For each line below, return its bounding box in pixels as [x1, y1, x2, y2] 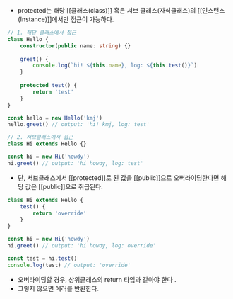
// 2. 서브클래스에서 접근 [7, 134, 73, 141]
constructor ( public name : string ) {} [20, 42, 131, 50]
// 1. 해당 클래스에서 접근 [7, 29, 76, 36]
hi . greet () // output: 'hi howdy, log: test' [7, 159, 143, 167]
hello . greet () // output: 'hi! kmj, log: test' [7, 121, 150, 128]
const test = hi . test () [7, 254, 78, 262]
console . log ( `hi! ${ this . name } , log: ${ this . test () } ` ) [32, 62, 198, 69]
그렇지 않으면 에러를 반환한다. [17, 284, 100, 293]
